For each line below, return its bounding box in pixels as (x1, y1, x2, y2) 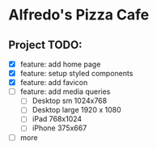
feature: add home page (19, 59, 101, 69)
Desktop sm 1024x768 (32, 96, 108, 106)
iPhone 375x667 (32, 123, 87, 133)
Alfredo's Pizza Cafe (8, 6, 150, 24)
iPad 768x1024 (32, 114, 83, 124)
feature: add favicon (19, 78, 88, 87)
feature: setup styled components (19, 69, 134, 79)
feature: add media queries (19, 87, 111, 96)
